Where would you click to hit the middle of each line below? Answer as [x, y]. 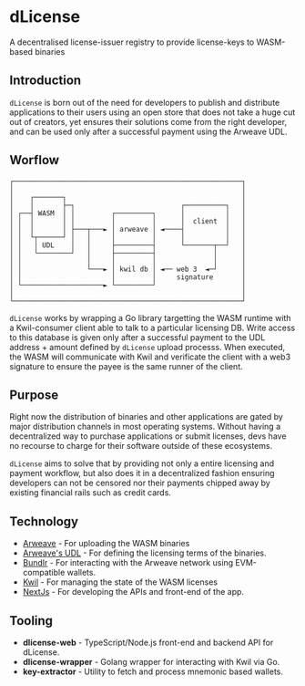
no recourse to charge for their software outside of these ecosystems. [141, 446]
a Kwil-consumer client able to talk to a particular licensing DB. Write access [152, 327]
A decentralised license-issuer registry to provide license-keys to [132, 42]
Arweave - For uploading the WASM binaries [106, 544]
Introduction [46, 81]
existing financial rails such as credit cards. [90, 493]
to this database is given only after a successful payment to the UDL [137, 337]
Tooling [31, 621]
